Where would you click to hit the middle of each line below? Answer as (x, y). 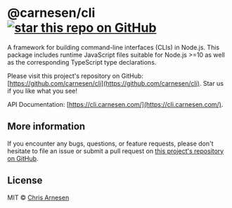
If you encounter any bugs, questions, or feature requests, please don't (110, 143)
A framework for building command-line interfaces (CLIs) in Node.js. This (114, 47)
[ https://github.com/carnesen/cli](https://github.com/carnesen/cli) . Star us (115, 83)
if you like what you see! (43, 91)
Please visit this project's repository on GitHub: (76, 76)
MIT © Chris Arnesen (38, 197)
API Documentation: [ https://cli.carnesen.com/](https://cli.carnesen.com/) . (115, 104)
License (25, 181)
